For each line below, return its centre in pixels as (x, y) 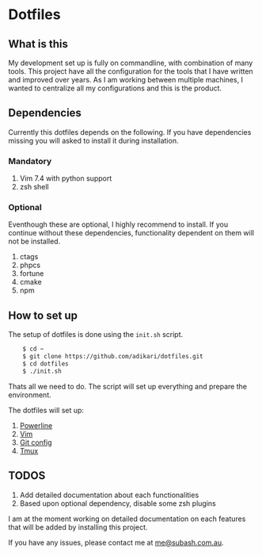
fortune (32, 274)
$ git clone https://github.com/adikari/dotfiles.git (113, 357)
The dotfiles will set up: (46, 410)
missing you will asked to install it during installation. (93, 140)
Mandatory (30, 161)
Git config (36, 442)
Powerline (36, 425)
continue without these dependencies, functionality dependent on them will (131, 233)
